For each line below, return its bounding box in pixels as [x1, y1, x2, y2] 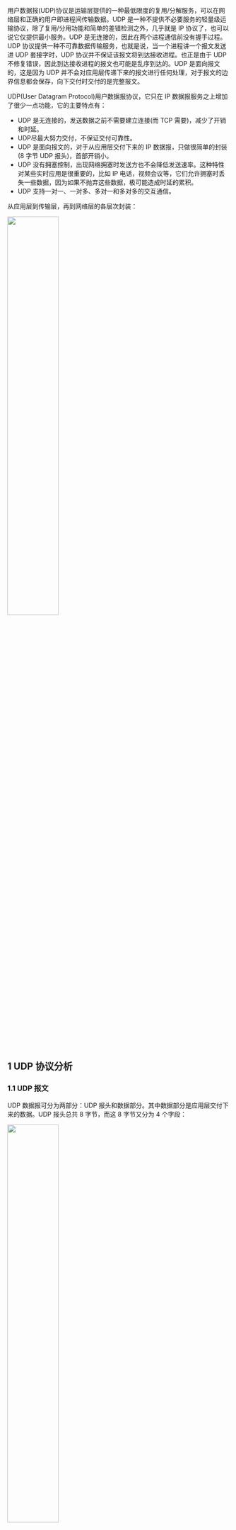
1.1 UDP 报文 [7, 1083, 49, 1093]
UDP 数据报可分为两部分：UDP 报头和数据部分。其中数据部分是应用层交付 [7, 1101, 223, 1110]
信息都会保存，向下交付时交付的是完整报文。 [13, 77, 143, 85]
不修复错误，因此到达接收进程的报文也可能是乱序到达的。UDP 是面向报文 [7, 60, 220, 67]
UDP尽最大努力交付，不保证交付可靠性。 [17, 134, 136, 142]
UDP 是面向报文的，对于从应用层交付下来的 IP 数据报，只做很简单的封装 [17, 143, 228, 151]
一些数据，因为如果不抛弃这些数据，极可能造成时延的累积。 [23, 178, 198, 186]
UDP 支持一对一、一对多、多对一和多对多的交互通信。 [17, 187, 175, 195]
